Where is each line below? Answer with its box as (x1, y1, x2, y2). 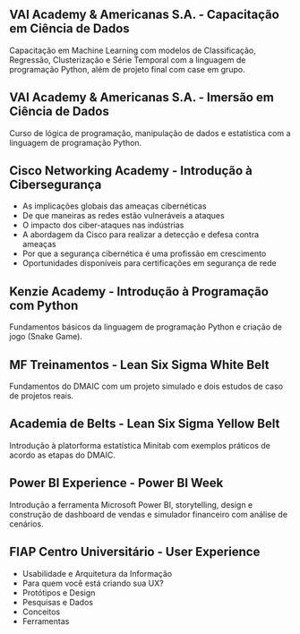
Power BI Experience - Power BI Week (9, 475, 224, 491)
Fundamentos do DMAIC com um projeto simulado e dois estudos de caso (9, 381, 284, 392)
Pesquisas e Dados (21, 596, 94, 607)
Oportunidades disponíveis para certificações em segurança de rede (21, 258, 277, 269)
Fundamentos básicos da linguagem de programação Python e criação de (9, 321, 282, 332)
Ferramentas (21, 615, 70, 626)
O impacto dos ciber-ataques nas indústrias (21, 219, 184, 231)
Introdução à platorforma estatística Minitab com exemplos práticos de (9, 440, 270, 450)
